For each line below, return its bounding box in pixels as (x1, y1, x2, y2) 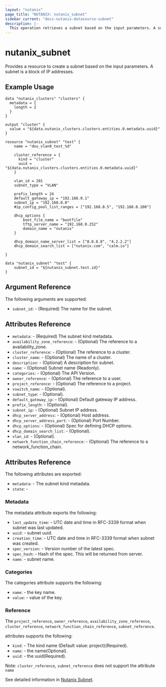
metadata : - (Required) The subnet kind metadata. (12, 333, 113, 339)
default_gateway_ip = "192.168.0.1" (14, 196, 90, 201)
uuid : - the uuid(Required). (12, 653, 67, 659)
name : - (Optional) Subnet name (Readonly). (12, 365, 100, 370)
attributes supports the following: (5, 633, 73, 639)
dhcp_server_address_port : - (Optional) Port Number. (12, 417, 120, 423)
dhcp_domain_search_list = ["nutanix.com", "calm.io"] (14, 243, 129, 248)
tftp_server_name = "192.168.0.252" (23, 221, 98, 227)
